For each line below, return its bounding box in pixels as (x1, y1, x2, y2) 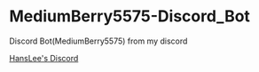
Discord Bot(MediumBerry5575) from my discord (9, 36, 188, 46)
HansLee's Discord (9, 52, 79, 63)
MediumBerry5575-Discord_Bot (9, 6, 251, 27)
